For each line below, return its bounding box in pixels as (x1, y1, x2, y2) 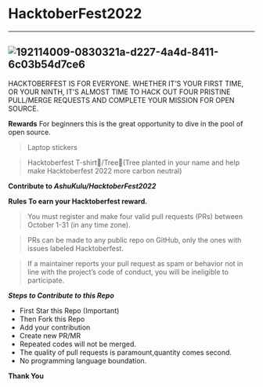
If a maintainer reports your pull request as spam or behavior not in (27, 258, 243, 268)
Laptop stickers (27, 142, 78, 152)
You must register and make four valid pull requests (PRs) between (27, 211, 243, 221)
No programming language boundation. (19, 356, 147, 365)
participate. (27, 276, 65, 285)
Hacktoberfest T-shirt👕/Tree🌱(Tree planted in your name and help (27, 158, 240, 167)
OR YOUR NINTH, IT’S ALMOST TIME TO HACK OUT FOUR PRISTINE (8, 87, 231, 97)
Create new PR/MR (19, 330, 81, 340)
